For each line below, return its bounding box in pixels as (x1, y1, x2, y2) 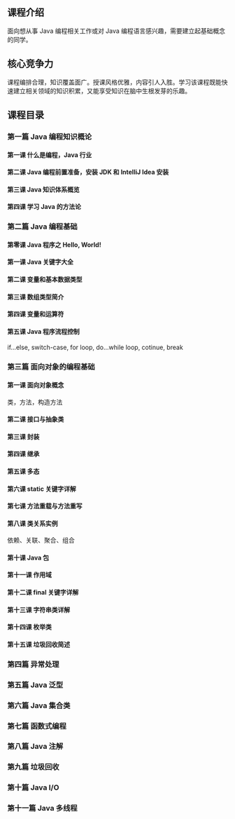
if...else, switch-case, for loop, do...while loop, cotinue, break (7, 343, 183, 352)
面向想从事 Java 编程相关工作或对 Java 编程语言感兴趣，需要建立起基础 (7, 27, 213, 35)
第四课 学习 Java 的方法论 (7, 203, 82, 211)
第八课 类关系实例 (7, 519, 58, 527)
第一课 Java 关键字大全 (7, 258, 74, 266)
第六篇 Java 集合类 (7, 700, 71, 710)
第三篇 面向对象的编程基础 (7, 362, 96, 372)
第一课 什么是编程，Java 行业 (7, 150, 92, 159)
